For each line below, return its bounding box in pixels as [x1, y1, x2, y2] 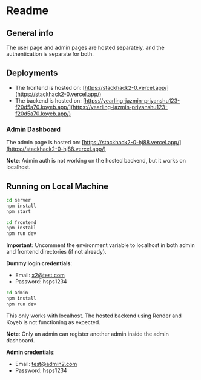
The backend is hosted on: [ [15, 97, 85, 104]
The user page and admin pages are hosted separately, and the [6, 44, 165, 51]
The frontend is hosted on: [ [15, 84, 85, 91]
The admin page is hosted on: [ [6, 139, 84, 146]
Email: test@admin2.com [15, 360, 77, 367]
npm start [6, 208, 31, 214]
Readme [6, 4, 49, 18]
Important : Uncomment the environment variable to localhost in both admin [6, 242, 195, 249]
